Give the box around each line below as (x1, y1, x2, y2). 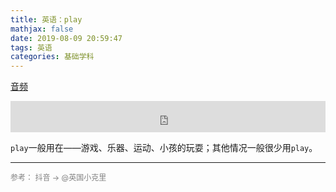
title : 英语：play (10, 14, 83, 25)
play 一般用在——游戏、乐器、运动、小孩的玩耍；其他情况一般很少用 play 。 (10, 142, 318, 154)
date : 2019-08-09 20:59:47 (10, 33, 123, 43)
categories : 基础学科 (10, 52, 95, 62)
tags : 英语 (10, 42, 53, 53)
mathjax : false (10, 24, 74, 34)
